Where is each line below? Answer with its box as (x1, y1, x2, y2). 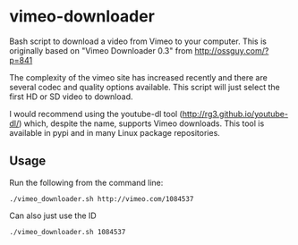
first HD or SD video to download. (9, 91, 133, 102)
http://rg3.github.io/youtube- (182, 108, 289, 119)
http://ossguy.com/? (194, 45, 269, 55)
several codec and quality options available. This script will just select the (9, 81, 280, 92)
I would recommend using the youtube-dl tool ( (9, 108, 183, 119)
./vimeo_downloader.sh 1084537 (9, 227, 126, 236)
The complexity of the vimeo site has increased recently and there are (9, 72, 268, 82)
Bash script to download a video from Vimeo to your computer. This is (9, 36, 267, 46)
